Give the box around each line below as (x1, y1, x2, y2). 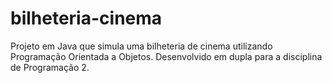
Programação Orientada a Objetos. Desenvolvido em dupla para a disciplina (10, 50, 323, 62)
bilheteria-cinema (10, 7, 163, 30)
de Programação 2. (10, 61, 90, 73)
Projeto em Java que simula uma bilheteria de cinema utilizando (10, 40, 273, 52)
